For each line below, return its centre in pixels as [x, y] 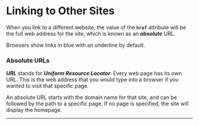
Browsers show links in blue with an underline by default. [76, 45]
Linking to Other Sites [60, 11]
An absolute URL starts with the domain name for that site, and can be [92, 97]
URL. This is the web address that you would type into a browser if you [92, 80]
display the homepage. [34, 110]
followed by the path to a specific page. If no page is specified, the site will [97, 104]
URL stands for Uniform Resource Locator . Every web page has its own [94, 73]
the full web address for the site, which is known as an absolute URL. [91, 33]
